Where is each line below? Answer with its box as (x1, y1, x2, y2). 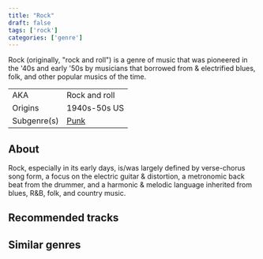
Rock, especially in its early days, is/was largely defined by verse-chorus (8, 163, 246, 173)
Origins (12, 103, 39, 114)
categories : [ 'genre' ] (8, 33, 83, 42)
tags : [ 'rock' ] (8, 26, 58, 34)
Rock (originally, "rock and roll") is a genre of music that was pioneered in (8, 55, 248, 65)
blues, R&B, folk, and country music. (8, 189, 126, 198)
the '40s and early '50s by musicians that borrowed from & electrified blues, (8, 64, 256, 73)
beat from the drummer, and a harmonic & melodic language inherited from (8, 180, 253, 190)
